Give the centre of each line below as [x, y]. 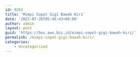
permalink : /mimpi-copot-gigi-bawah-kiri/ [50, 38]
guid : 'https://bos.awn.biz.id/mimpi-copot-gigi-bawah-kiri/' [71, 33]
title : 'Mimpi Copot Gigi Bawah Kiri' [45, 14]
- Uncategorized [31, 47]
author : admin [20, 24]
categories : [17, 42]
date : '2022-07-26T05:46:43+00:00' [42, 19]
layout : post [19, 28]
